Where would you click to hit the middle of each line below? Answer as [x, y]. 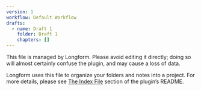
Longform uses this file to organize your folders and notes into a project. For [101, 75]
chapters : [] [33, 40]
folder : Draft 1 [38, 34]
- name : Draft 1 [32, 29]
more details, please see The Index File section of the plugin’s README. [95, 81]
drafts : [16, 23]
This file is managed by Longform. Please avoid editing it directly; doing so [99, 57]
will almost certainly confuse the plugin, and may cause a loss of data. [93, 63]
